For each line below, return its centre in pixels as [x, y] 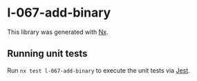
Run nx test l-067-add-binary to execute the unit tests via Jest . [98, 70]
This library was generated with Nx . [58, 32]
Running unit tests [47, 54]
